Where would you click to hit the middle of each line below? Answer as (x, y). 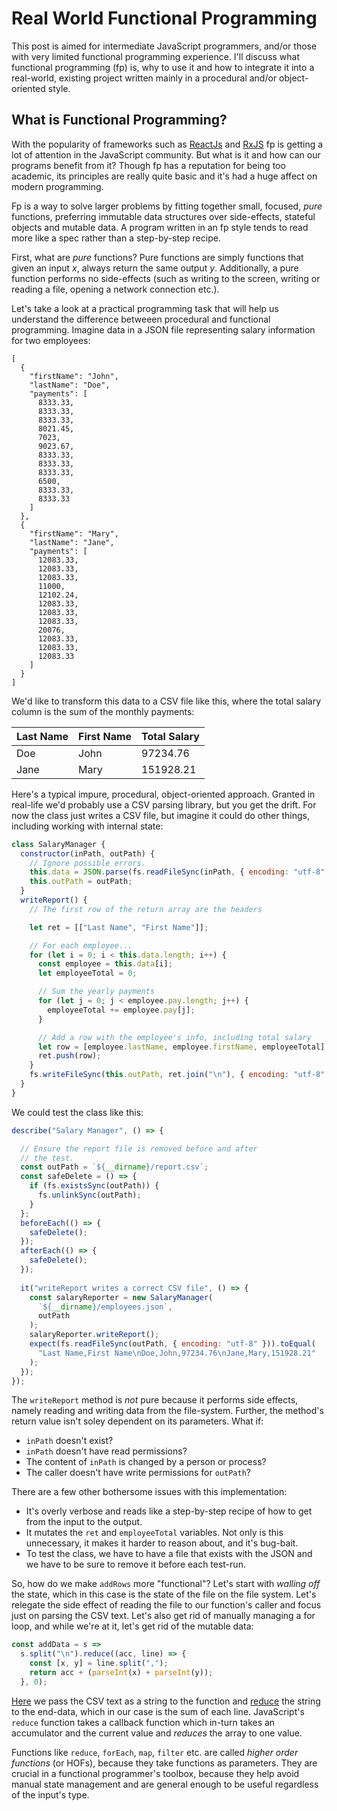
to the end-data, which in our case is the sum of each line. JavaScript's (158, 1711)
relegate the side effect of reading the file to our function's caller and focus (166, 1605)
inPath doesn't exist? (69, 1441)
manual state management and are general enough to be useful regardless (165, 1784)
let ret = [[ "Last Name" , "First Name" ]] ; (119, 927)
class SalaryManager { (58, 844)
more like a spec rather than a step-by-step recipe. (116, 238)
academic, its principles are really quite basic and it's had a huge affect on (164, 176)
